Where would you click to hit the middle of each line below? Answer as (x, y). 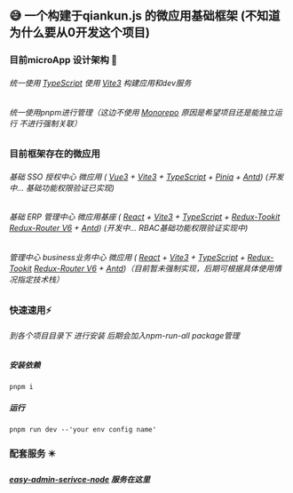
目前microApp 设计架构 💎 (63, 60)
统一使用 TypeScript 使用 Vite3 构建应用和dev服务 (100, 83)
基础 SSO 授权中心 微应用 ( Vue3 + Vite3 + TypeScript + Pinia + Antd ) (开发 (146, 177)
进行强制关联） (54, 123)
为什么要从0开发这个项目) (80, 32)
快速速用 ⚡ (31, 310)
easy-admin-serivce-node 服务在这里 (80, 479)
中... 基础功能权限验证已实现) (62, 187)
